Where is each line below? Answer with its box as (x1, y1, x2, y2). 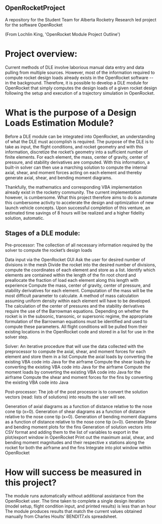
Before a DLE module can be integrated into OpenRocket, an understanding (5, 133, 155, 139)
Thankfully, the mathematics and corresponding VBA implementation (5, 184, 143, 190)
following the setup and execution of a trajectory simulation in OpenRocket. (5, 90, 155, 96)
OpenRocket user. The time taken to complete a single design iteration (5, 498, 145, 504)
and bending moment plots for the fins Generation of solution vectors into (5, 424, 151, 430)
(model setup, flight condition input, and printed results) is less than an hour (5, 503, 156, 509)
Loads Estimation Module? (5, 117, 114, 128)
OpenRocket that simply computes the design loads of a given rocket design (5, 85, 157, 91)
